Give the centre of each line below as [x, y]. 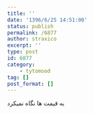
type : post [23, 52]
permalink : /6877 [32, 33]
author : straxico [32, 39]
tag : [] [18, 77]
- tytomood [35, 71]
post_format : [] [30, 84]
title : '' [21, 13]
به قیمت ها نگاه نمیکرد [36, 103]
